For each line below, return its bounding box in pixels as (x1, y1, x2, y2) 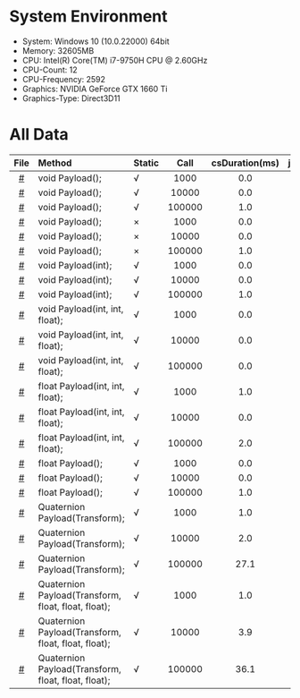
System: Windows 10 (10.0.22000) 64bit (21, 36, 170, 47)
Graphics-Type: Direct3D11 (21, 92, 121, 104)
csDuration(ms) (211, 157, 279, 169)
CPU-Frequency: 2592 (21, 73, 105, 84)
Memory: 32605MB (21, 45, 95, 55)
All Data (9, 124, 69, 145)
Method (37, 157, 72, 169)
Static (133, 157, 159, 169)
